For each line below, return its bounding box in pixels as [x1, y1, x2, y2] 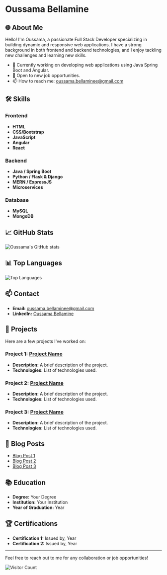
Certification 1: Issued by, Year [12, 535, 77, 541]
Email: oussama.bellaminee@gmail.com [12, 305, 94, 311]
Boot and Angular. [12, 67, 50, 73]
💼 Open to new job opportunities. [12, 73, 81, 78]
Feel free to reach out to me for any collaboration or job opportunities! [5, 555, 148, 561]
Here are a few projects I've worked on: [5, 338, 86, 344]
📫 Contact [5, 290, 40, 298]
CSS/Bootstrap [12, 129, 44, 135]
